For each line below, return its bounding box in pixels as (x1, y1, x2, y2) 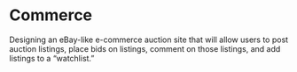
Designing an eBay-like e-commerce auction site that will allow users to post (9, 34, 289, 45)
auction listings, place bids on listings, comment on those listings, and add (9, 43, 281, 54)
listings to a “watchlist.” (9, 53, 95, 63)
